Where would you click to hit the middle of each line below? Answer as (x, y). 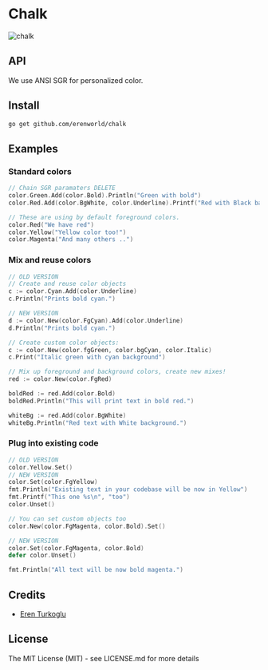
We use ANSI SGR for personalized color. (76, 80)
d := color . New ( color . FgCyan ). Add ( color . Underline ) (96, 320)
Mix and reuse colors (50, 260)
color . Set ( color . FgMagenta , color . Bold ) (77, 548)
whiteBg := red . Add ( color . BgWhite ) (67, 415)
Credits (27, 595)
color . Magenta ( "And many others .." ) (71, 240)
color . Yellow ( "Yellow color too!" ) (67, 232)
